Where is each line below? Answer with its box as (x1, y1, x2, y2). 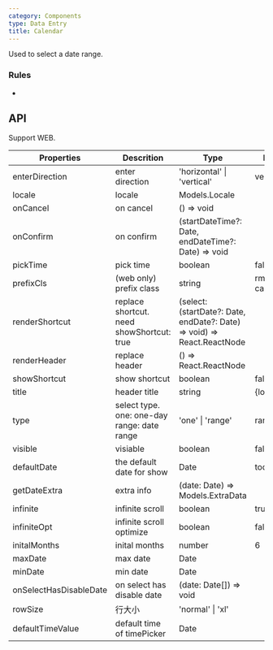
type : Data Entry (8, 19, 67, 28)
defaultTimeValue (12, 623, 80, 635)
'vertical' (178, 176, 213, 188)
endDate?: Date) (178, 316, 241, 327)
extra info (115, 485, 152, 496)
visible (12, 444, 38, 455)
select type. (115, 400, 160, 411)
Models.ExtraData (178, 490, 247, 501)
